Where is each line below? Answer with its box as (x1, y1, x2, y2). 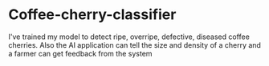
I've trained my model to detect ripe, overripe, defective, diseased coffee (8, 32, 251, 41)
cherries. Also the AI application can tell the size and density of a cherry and (8, 40, 261, 49)
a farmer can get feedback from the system (8, 49, 153, 58)
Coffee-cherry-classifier (8, 6, 177, 24)
